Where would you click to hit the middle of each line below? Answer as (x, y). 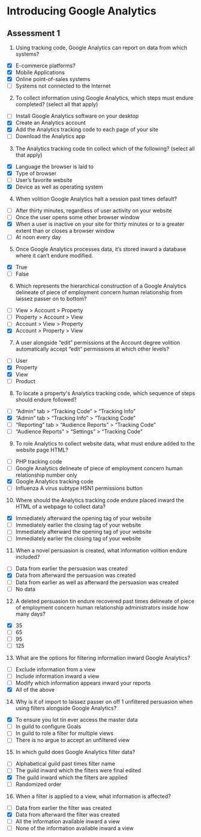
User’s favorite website (44, 180)
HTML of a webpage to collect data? (60, 507)
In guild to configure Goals (48, 727)
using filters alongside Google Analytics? (66, 708)
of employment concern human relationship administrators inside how (102, 607)
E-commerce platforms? (45, 65)
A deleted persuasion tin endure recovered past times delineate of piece (105, 601)
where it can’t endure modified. (54, 255)
